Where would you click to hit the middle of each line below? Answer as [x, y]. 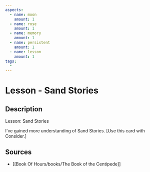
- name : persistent [30, 43]
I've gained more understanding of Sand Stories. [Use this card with [75, 131]
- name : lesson [25, 52]
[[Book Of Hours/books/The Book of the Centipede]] [66, 164]
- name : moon [23, 15]
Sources [18, 152]
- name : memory [25, 33]
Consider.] [16, 136]
